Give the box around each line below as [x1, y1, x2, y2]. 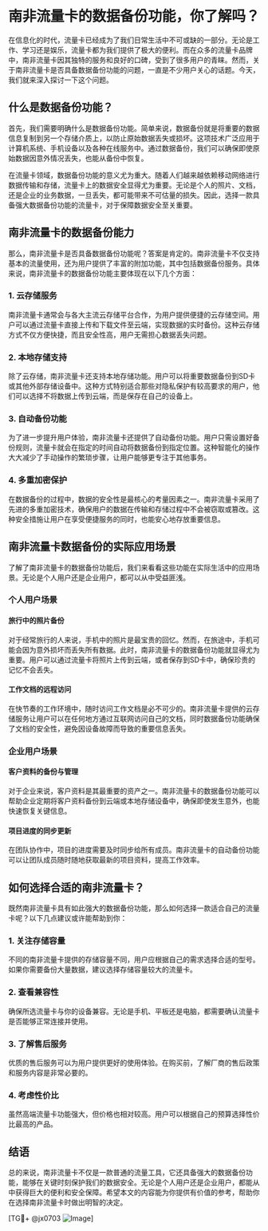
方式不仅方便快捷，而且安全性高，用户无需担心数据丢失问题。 [8, 329, 211, 339]
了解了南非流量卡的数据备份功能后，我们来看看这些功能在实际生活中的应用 [8, 562, 253, 572]
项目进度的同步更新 [8, 826, 72, 835]
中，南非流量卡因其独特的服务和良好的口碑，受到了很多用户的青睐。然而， [8, 55, 253, 65]
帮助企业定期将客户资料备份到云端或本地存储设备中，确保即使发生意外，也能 [8, 796, 260, 806]
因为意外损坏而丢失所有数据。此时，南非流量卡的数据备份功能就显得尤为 [22, 645, 260, 654]
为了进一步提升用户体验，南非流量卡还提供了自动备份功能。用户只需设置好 [8, 432, 253, 443]
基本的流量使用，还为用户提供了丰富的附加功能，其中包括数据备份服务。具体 [8, 258, 260, 268]
